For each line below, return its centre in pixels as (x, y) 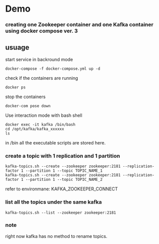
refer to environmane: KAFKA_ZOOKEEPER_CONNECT (62, 189)
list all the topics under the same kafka (54, 202)
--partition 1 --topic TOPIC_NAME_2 (64, 180)
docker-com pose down (28, 106)
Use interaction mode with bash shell (44, 115)
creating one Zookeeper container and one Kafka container (79, 25)
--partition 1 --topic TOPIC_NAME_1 (64, 171)
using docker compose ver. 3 (42, 31)
